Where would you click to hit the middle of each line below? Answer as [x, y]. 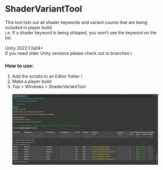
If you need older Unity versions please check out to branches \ [69, 53]
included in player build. [29, 27]
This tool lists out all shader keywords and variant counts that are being [76, 22]
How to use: [19, 65]
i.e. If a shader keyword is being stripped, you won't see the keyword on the [81, 32]
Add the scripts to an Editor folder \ [47, 77]
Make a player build [32, 81]
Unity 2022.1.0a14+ [24, 48]
